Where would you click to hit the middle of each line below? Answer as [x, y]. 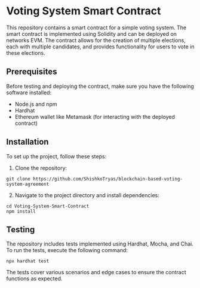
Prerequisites [32, 72]
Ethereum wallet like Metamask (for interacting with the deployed [95, 117]
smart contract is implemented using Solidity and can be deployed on [92, 33]
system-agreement [28, 184]
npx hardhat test [28, 261]
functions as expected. [34, 278]
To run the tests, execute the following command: [67, 250]
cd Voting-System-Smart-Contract [48, 206]
